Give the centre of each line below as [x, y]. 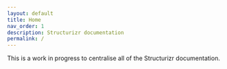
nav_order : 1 [26, 26]
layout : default [30, 13]
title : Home [24, 20]
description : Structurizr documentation [66, 32]
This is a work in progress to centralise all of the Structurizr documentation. [114, 58]
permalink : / [26, 39]
